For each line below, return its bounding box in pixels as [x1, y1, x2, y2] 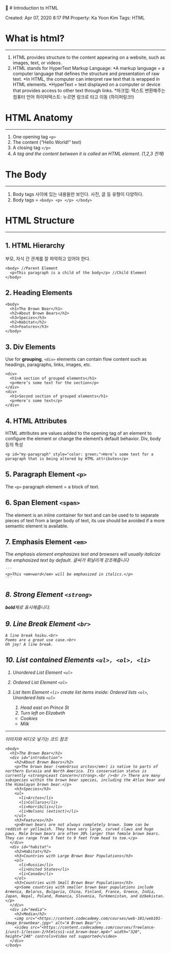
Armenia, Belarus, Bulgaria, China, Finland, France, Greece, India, [5, 889, 156, 894]
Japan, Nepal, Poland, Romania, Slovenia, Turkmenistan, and [5, 893, 138, 898]
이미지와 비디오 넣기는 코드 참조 [5, 736, 68, 742]
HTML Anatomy [5, 112, 73, 124]
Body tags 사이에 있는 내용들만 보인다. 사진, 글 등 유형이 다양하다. [12, 191, 144, 197]
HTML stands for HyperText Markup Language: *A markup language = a [12, 65, 165, 71]
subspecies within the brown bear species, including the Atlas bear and [5, 777, 165, 783]
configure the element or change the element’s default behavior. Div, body [5, 435, 161, 442]
